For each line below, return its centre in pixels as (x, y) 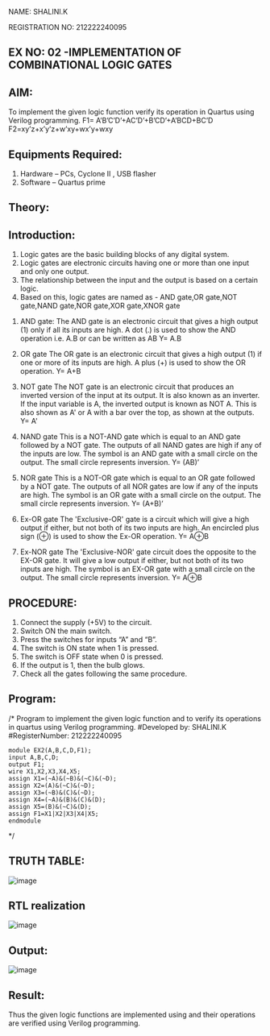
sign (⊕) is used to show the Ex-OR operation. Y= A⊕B (114, 537)
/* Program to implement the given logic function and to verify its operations (135, 718)
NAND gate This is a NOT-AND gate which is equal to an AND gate (130, 437)
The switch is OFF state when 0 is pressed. (91, 657)
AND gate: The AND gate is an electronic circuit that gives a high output (139, 321)
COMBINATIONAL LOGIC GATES (90, 65)
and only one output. (54, 271)
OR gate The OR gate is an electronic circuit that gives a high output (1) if (141, 354)
